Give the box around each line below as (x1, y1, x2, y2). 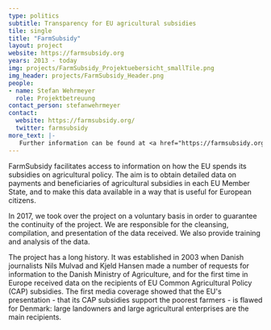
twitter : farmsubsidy (15, 124, 89, 132)
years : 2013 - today (8, 57, 78, 65)
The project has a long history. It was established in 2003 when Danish (8, 252, 244, 262)
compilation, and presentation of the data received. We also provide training (8, 228, 261, 237)
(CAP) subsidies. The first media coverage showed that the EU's (8, 287, 222, 296)
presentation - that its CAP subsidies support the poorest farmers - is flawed (8, 295, 263, 304)
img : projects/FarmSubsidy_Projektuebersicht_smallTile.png (8, 64, 215, 72)
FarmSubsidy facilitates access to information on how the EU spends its (8, 161, 248, 171)
